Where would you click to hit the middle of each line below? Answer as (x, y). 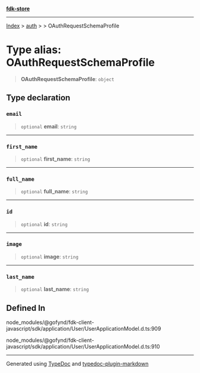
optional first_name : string (55, 159)
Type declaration (38, 98)
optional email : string (49, 126)
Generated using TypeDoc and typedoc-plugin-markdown (77, 363)
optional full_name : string (54, 192)
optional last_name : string (55, 289)
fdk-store (18, 9)
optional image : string (49, 257)
